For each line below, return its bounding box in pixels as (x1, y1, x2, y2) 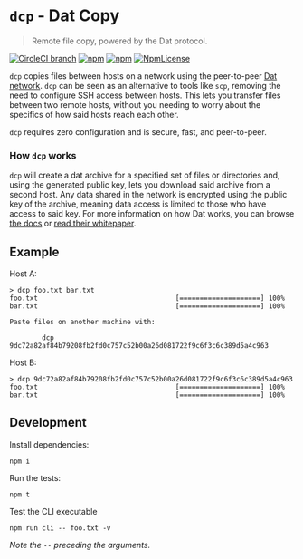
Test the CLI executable (9, 506, 98, 516)
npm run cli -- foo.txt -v (9, 523, 111, 533)
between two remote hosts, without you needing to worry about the (9, 99, 261, 110)
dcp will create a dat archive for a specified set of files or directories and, (9, 169, 280, 181)
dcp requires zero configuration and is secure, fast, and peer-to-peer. (9, 126, 267, 137)
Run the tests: (9, 472, 62, 483)
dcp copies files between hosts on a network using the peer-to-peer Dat (9, 70, 278, 82)
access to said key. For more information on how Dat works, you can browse (9, 208, 295, 219)
